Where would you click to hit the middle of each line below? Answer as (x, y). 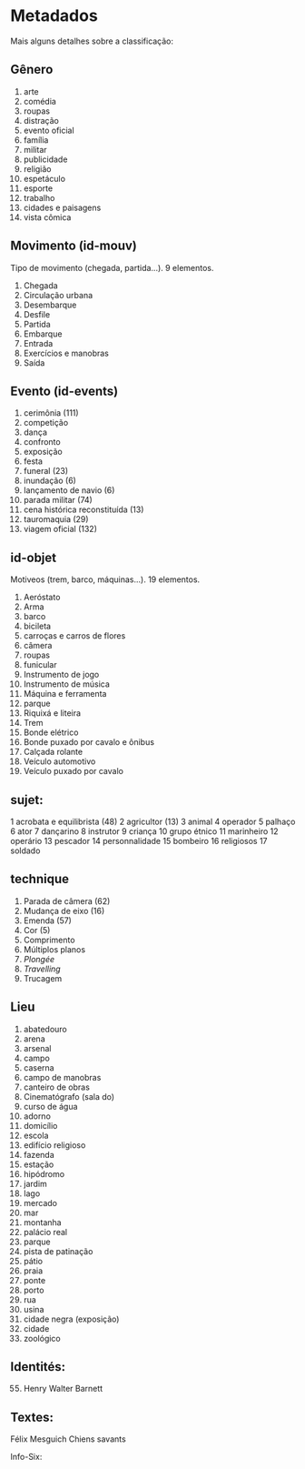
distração (41, 120)
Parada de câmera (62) (67, 901)
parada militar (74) (58, 500)
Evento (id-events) (64, 391)
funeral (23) (46, 471)
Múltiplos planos (54, 949)
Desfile (37, 314)
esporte (38, 188)
